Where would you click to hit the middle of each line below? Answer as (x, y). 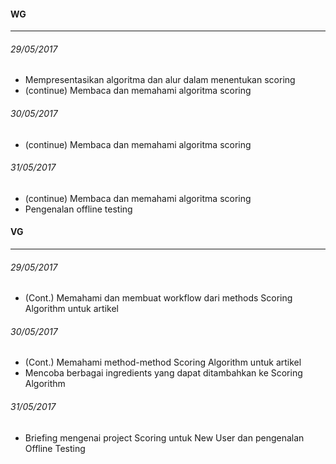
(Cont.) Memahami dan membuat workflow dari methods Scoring (158, 298)
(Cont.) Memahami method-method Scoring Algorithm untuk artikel (163, 362)
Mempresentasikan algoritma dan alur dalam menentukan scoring (160, 80)
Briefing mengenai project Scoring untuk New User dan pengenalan (164, 437)
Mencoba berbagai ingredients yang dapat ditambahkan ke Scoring (163, 373)
